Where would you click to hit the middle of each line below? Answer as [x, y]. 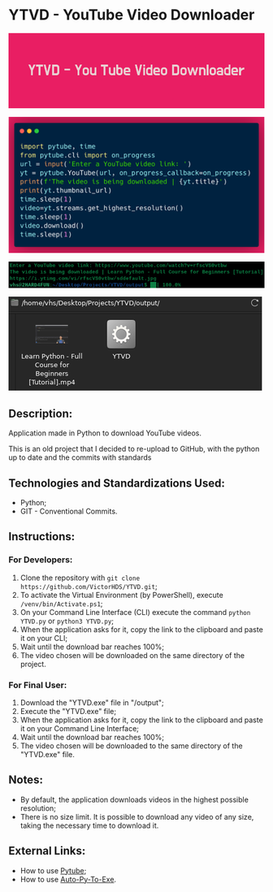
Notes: [26, 780]
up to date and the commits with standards [80, 457]
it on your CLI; [43, 638]
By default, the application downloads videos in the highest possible [134, 799]
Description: [41, 413]
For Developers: [41, 560]
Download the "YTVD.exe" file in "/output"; [92, 702]
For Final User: [38, 685]
